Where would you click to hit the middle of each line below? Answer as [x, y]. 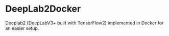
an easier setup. [22, 28]
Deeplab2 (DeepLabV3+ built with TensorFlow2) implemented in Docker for [84, 23]
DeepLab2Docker [43, 9]
